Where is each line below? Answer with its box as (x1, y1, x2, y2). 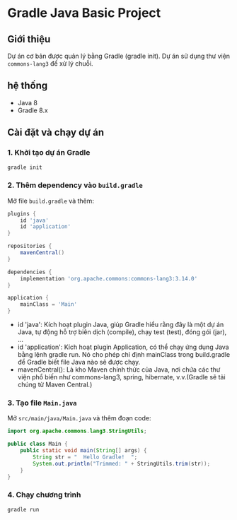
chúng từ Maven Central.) (17, 380, 93, 389)
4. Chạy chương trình (7, 490, 81, 500)
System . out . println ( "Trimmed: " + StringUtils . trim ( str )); (33, 460, 211, 467)
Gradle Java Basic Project (7, 5, 161, 21)
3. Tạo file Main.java (7, 398, 77, 408)
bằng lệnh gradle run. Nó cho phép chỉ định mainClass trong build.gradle (17, 350, 231, 359)
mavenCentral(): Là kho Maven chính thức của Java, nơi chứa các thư (17, 365, 221, 374)
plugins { (7, 210, 37, 217)
